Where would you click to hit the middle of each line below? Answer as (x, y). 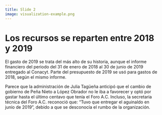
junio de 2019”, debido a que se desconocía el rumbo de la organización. (78, 107)
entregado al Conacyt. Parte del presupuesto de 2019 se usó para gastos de (81, 72)
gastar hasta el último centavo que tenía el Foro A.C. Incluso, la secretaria (78, 97)
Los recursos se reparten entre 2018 (80, 38)
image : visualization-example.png (40, 14)
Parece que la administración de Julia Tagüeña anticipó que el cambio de (78, 87)
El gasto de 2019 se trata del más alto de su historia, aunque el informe (76, 62)
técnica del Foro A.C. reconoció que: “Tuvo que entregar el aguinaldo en (77, 102)
